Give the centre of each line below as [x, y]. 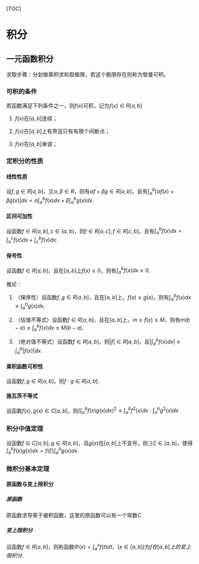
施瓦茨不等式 [22, 396]
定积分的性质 [25, 161]
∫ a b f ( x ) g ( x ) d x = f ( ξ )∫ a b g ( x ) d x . [43, 451]
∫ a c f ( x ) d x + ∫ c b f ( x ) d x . [32, 240]
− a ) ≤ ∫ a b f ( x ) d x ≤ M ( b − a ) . [49, 328]
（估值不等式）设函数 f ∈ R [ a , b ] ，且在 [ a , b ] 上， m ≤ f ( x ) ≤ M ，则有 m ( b [102, 320]
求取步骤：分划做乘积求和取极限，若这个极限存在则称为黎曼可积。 [88, 74]
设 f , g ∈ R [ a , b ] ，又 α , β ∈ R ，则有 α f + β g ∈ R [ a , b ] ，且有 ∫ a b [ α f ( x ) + [90, 191]
